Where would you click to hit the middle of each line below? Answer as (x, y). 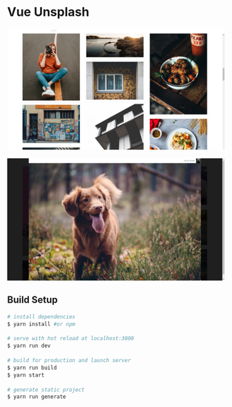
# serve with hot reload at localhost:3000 (71, 339)
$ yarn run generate (37, 397)
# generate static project (46, 390)
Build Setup (32, 300)
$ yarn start (26, 375)
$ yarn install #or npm (41, 324)
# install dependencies (41, 316)
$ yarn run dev (29, 346)
